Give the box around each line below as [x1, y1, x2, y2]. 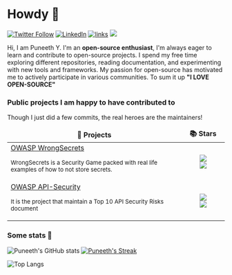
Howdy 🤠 [7, 6, 60, 22]
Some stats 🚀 [7, 231, 52, 240]
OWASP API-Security [10, 182, 81, 192]
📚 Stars [189, 129, 217, 139]
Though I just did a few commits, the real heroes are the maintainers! [7, 114, 203, 122]
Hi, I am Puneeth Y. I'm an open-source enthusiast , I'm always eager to [7, 43, 212, 51]
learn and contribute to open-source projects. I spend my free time [7, 51, 197, 59]
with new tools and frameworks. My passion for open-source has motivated [7, 65, 223, 73]
